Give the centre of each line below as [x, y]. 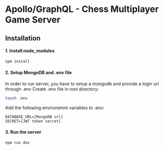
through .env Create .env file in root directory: [52, 89]
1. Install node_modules [30, 51]
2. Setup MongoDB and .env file [39, 73]
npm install [17, 61]
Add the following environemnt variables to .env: [55, 108]
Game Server [33, 20]
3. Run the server [23, 132]
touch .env [16, 98]
